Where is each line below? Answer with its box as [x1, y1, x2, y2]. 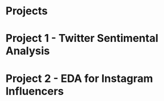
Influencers [5, 84, 64, 98]
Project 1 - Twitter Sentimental [5, 32, 159, 45]
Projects [5, 4, 48, 18]
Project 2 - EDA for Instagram [5, 72, 153, 85]
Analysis [5, 44, 50, 58]
